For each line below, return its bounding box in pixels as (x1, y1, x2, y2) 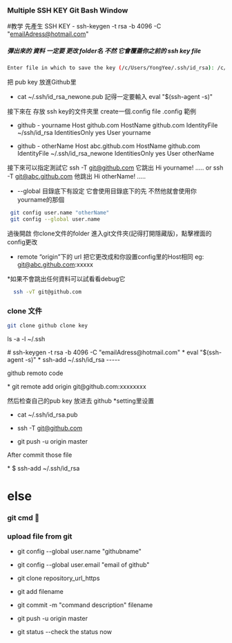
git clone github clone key (7, 323, 88, 329)
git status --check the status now (17, 628, 113, 636)
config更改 (7, 237, 38, 246)
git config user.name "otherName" (10, 210, 110, 217)
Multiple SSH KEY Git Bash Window (7, 6, 128, 15)
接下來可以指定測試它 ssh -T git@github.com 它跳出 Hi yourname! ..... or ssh (7, 163, 224, 172)
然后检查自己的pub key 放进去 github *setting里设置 (7, 397, 154, 405)
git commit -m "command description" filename (17, 601, 153, 609)
